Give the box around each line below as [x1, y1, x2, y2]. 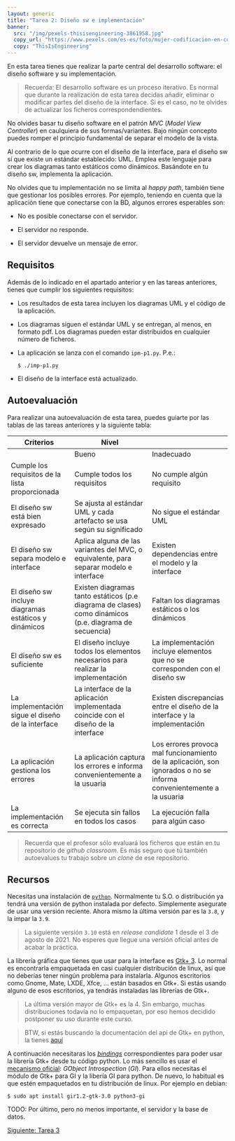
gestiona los [10, 765, 51, 775]
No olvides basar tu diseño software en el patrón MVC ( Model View [7, 119, 201, 127]
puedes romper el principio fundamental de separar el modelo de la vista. [7, 134, 219, 142]
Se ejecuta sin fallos [74, 807, 141, 817]
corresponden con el [152, 664, 220, 674]
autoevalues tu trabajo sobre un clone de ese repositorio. [24, 853, 190, 862]
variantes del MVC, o [74, 545, 143, 554]
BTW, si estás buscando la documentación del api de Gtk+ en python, [24, 1028, 225, 1037]
